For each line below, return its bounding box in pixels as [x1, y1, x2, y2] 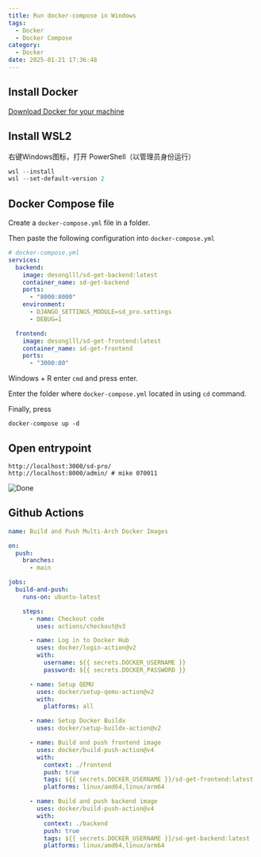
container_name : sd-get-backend [22, 278, 129, 286]
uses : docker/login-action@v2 [36, 644, 136, 652]
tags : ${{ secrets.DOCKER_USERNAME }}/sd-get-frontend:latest [43, 776, 254, 784]
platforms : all [43, 703, 94, 711]
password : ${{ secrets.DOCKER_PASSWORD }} [43, 665, 186, 674]
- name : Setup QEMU [29, 681, 94, 688]
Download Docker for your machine [8, 107, 125, 116]
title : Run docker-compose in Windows [8, 11, 136, 20]
